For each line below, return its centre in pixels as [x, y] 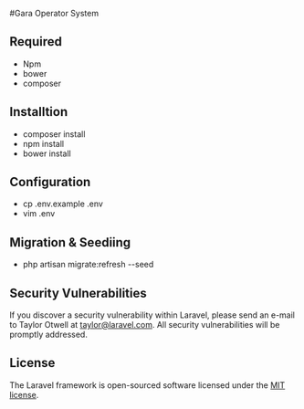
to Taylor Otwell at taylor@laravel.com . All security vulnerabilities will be [145, 325]
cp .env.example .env [63, 204]
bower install [47, 153]
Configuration [50, 182]
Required [36, 42]
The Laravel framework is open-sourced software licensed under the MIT [147, 385]
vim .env [39, 214]
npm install [43, 143]
